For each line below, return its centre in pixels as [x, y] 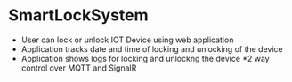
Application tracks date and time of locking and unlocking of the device [152, 48]
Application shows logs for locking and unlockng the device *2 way [145, 58]
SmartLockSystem [78, 15]
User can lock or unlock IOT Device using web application [127, 40]
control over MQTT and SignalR [79, 68]
